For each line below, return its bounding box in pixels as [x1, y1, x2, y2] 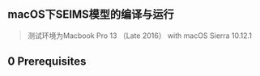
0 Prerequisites [7, 55, 87, 69]
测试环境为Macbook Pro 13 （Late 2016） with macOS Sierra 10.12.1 [27, 31, 253, 40]
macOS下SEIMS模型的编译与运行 [7, 7, 175, 22]
